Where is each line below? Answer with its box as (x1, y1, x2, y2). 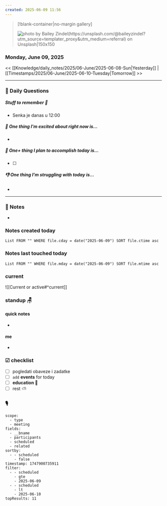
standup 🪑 (5, 297, 32, 304)
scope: (5, 413, 19, 418)
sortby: (5, 448, 21, 453)
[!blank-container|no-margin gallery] (17, 21, 92, 27)
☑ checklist (5, 357, 34, 364)
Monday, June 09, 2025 (5, 53, 64, 60)
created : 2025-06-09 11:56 (5, 7, 61, 12)
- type (9, 418, 23, 423)
